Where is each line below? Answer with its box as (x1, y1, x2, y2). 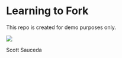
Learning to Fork (6, 4, 89, 18)
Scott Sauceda (6, 46, 43, 53)
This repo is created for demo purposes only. (6, 24, 117, 31)
